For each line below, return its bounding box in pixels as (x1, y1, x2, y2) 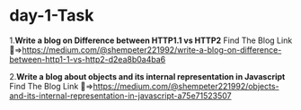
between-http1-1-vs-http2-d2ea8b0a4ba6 (9, 54, 166, 64)
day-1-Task (9, 5, 94, 26)
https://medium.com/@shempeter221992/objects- (93, 80, 279, 91)
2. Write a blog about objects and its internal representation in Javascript (9, 71, 286, 81)
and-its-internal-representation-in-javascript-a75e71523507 (9, 90, 232, 101)
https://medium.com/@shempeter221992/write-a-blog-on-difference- (22, 44, 282, 55)
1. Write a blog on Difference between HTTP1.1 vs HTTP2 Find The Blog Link (9, 35, 293, 46)
